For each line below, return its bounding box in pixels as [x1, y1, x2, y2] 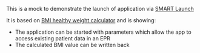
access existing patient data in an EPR [15, 35, 110, 42]
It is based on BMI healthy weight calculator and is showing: [6, 17, 156, 23]
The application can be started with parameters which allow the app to [15, 28, 192, 36]
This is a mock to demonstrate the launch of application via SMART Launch [6, 5, 194, 12]
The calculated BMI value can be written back [15, 42, 130, 48]
